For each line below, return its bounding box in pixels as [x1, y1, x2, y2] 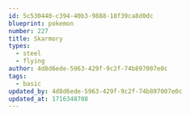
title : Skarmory [8, 34, 63, 43]
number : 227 [8, 27, 49, 35]
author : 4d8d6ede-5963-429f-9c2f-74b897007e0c [8, 65, 168, 73]
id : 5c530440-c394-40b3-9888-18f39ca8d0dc [8, 11, 154, 20]
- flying [15, 57, 45, 66]
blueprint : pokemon [8, 19, 74, 28]
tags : [8, 72, 27, 80]
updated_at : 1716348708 [8, 95, 89, 103]
